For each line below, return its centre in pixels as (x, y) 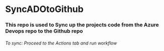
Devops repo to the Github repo (44, 31)
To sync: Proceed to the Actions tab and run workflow (61, 43)
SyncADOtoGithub (44, 9)
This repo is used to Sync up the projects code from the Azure (82, 25)
